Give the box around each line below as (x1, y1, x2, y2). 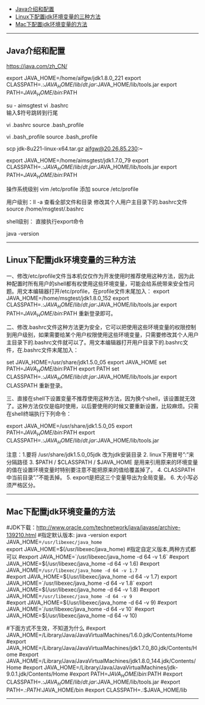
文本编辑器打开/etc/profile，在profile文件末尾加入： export (22, 287, 170, 295)
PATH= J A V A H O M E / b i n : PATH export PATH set (6, 365, 120, 374)
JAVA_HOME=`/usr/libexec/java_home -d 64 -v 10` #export (6, 606, 154, 613)
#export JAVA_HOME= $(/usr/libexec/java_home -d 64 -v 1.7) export (6, 573, 178, 580)
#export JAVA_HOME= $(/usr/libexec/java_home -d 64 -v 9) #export (6, 599, 178, 606)
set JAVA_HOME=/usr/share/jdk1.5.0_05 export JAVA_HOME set (6, 359, 167, 366)
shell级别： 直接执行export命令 (6, 218, 84, 225)
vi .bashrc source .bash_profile (6, 121, 84, 129)
